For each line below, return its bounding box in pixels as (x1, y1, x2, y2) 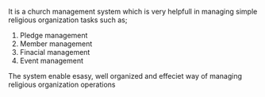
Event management (19, 56, 84, 65)
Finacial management (19, 48, 90, 56)
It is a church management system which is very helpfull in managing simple (8, 7, 258, 16)
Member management (19, 39, 93, 48)
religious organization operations (8, 80, 116, 89)
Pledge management (19, 31, 88, 40)
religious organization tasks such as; (8, 15, 128, 25)
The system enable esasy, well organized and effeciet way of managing (8, 72, 243, 80)
